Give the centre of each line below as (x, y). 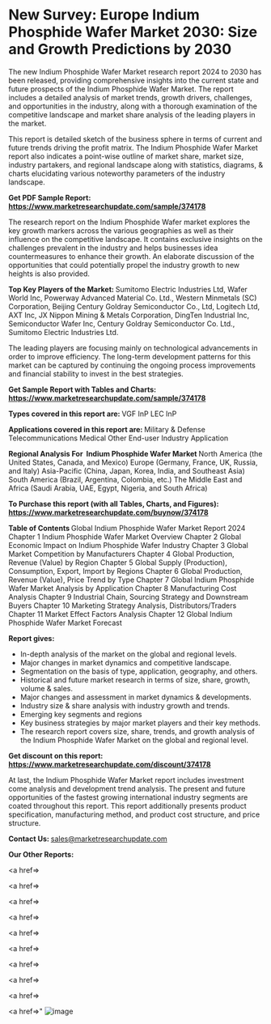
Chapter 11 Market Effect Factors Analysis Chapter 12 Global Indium (121, 614)
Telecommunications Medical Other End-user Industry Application (119, 438)
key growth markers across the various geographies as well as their (121, 230)
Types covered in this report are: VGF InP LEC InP (93, 414)
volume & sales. (46, 688)
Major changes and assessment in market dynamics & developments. (136, 697)
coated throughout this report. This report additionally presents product (127, 805)
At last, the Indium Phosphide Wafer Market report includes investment (126, 780)
